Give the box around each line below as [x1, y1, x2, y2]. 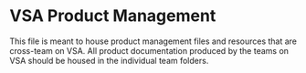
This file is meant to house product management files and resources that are [9, 36, 298, 47]
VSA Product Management [9, 5, 216, 26]
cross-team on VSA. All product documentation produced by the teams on [9, 45, 290, 56]
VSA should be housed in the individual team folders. [9, 55, 209, 66]
